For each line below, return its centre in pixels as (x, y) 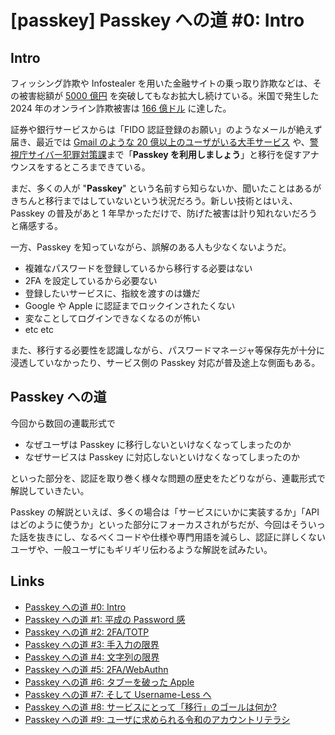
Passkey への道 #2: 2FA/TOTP (87, 632)
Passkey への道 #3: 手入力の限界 (92, 644)
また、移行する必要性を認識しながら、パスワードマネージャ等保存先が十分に (168, 350)
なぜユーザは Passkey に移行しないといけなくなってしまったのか (158, 444)
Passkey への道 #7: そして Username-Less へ (118, 694)
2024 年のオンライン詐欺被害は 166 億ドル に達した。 (121, 108)
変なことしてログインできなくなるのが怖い (112, 318)
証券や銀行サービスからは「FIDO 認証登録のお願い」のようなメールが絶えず (166, 129)
